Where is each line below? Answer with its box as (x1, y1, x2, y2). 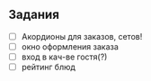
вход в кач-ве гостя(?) (21, 51, 108, 62)
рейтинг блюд (21, 62, 75, 72)
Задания (8, 7, 60, 22)
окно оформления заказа (21, 40, 119, 52)
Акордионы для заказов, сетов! (21, 31, 143, 41)
